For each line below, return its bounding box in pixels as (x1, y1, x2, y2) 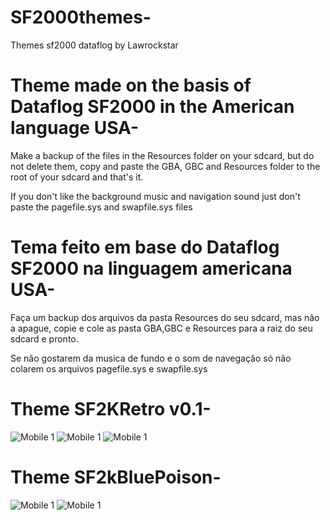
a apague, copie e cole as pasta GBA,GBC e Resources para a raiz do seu (10, 322, 313, 334)
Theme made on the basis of (10, 74, 252, 97)
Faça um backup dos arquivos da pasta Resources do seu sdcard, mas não (10, 311, 320, 323)
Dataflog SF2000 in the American (10, 96, 295, 118)
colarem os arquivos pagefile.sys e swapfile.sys (10, 362, 208, 375)
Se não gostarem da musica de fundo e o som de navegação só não (10, 352, 292, 364)
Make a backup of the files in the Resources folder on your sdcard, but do (10, 149, 315, 161)
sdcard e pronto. (10, 332, 79, 345)
